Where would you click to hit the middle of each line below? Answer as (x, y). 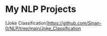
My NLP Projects (41, 9)
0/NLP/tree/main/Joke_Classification (43, 28)
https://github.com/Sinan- (75, 23)
